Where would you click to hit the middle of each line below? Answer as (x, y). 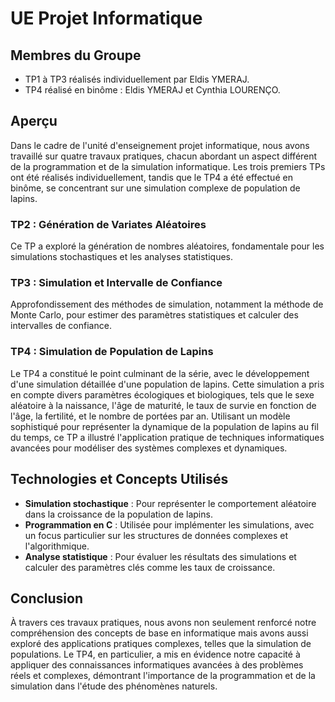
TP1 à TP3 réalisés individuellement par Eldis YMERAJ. (137, 79)
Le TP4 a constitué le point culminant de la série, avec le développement (160, 373)
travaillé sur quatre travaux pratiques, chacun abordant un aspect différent (164, 156)
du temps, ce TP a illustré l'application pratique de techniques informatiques (167, 437)
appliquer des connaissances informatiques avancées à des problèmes (157, 665)
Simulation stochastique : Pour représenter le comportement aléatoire (170, 503)
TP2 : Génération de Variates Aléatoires (108, 224)
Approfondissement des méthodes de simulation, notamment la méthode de (167, 304)
